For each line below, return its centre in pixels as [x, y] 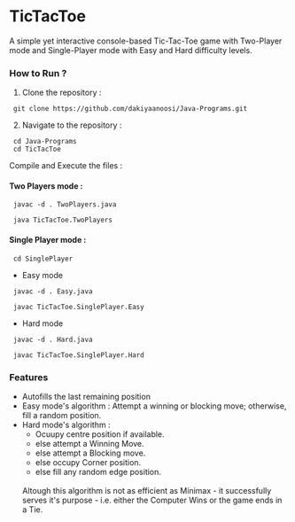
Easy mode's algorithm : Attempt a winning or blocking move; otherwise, [154, 406]
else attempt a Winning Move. [89, 443]
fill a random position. [62, 415]
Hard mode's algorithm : [66, 425]
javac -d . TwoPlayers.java [65, 205]
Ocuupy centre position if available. [100, 434]
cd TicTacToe [37, 149]
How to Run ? [38, 73]
